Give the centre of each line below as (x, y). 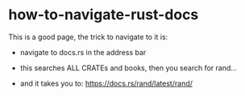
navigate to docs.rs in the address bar (83, 52)
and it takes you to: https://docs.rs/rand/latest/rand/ (106, 83)
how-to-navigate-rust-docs (104, 15)
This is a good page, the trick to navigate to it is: (88, 37)
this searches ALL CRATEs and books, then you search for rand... (129, 68)
